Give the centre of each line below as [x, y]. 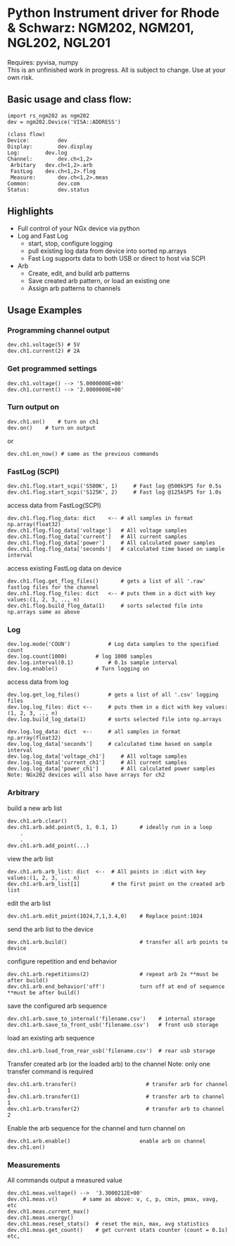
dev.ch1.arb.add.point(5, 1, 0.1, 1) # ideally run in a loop [110, 827]
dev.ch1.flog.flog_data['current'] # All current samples [97, 537]
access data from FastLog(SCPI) [55, 506]
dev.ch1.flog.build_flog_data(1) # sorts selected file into [105, 606]
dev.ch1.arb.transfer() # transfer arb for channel [118, 1084]
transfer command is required [50, 1071]
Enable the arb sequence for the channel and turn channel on [96, 1128]
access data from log [38, 682]
